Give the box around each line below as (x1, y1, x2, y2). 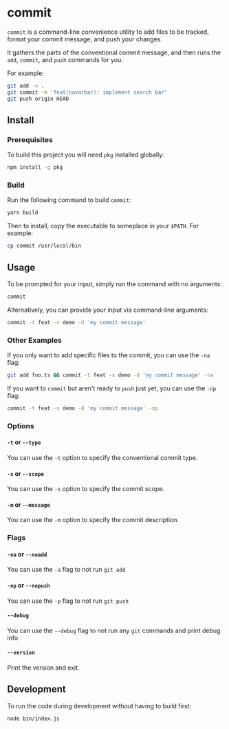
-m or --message (7, 500, 50, 508)
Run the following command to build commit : (7, 196, 131, 204)
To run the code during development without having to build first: (7, 701, 191, 710)
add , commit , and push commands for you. (7, 55, 124, 63)
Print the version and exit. (7, 663, 80, 672)
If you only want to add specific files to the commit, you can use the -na (7, 351, 210, 359)
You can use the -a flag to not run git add (7, 566, 126, 574)
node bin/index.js (7, 715, 60, 722)
